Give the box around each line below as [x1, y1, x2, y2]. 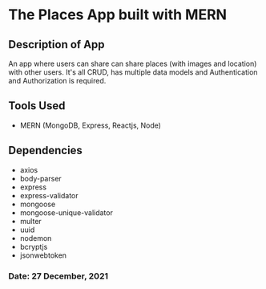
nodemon [19, 233, 52, 242]
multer [19, 216, 42, 226]
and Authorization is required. [8, 76, 107, 85]
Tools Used [8, 99, 66, 113]
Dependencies [8, 144, 83, 157]
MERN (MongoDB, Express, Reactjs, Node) [19, 120, 162, 130]
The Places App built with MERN [8, 6, 227, 24]
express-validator [19, 190, 79, 200]
